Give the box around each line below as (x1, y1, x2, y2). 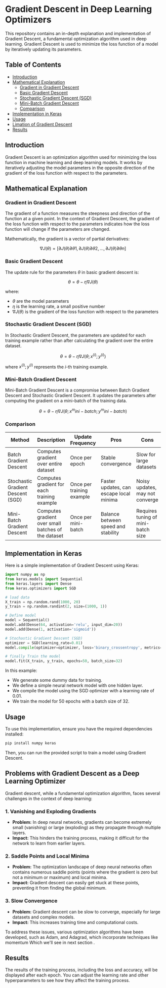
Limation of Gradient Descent (12, 121, 73, 127)
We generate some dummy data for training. (12, 677, 102, 683)
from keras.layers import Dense (5, 581, 72, 586)
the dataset (37, 532, 63, 539)
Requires (136, 508, 157, 515)
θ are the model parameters (12, 298, 69, 304)
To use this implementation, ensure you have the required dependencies (5, 726, 153, 732)
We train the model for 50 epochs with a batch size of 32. (12, 698, 129, 704)
